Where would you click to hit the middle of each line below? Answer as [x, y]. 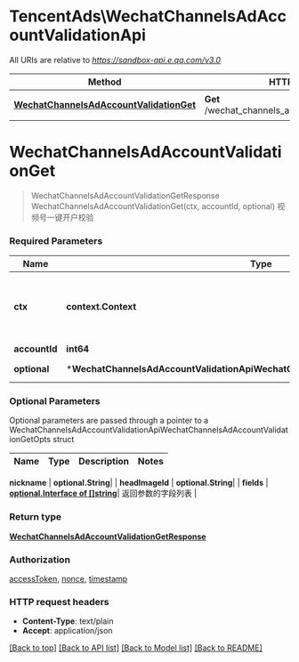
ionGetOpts [30, 440]
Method [105, 82]
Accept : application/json [67, 631]
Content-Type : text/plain [68, 621]
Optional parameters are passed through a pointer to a [109, 421]
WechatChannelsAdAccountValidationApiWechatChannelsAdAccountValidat [149, 430]
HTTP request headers [59, 601]
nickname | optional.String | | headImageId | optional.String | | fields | [139, 483]
